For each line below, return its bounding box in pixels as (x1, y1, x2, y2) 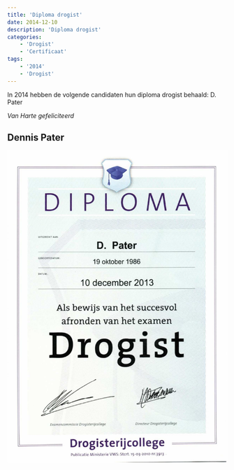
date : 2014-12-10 (7, 18, 58, 26)
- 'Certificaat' (20, 48, 68, 55)
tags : (7, 56, 23, 63)
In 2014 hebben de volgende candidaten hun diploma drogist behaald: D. (7, 90, 217, 99)
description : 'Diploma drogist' (7, 26, 101, 33)
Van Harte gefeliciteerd (7, 111, 75, 120)
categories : (7, 34, 42, 41)
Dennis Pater (7, 131, 65, 143)
